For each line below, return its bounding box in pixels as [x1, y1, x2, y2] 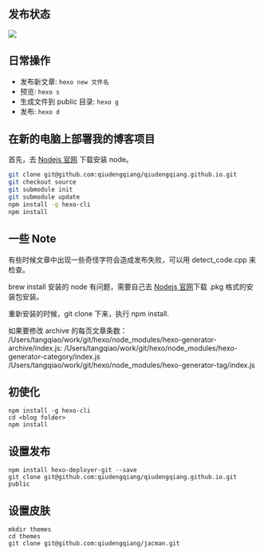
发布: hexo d [19, 106, 60, 116]
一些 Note [8, 232, 57, 246]
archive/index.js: [8, 343, 62, 353]
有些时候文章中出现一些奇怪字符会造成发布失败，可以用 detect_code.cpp [8, 255, 247, 264]
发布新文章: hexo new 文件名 [19, 77, 109, 86]
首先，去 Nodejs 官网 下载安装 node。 [8, 155, 133, 165]
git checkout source [8, 178, 77, 186]
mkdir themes [8, 525, 52, 533]
